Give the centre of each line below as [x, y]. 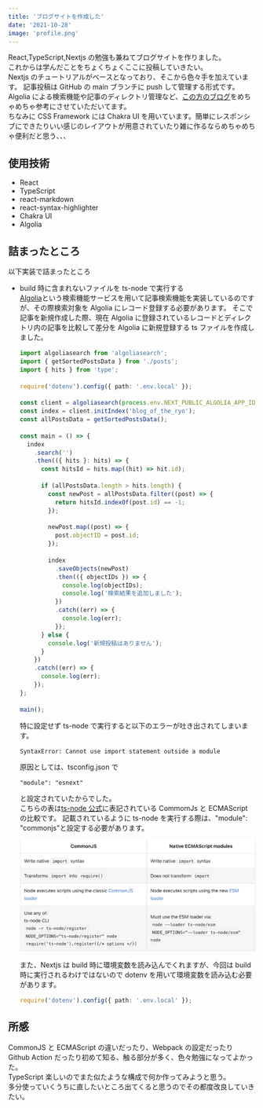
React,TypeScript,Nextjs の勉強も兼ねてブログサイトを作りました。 [117, 57]
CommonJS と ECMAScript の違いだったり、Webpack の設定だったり [121, 1047]
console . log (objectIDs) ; [102, 585]
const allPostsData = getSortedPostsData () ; [93, 420]
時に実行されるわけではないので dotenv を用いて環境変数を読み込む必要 [136, 975]
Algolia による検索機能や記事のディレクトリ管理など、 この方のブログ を [123, 97]
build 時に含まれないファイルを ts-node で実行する [102, 288]
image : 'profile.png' [44, 33]
